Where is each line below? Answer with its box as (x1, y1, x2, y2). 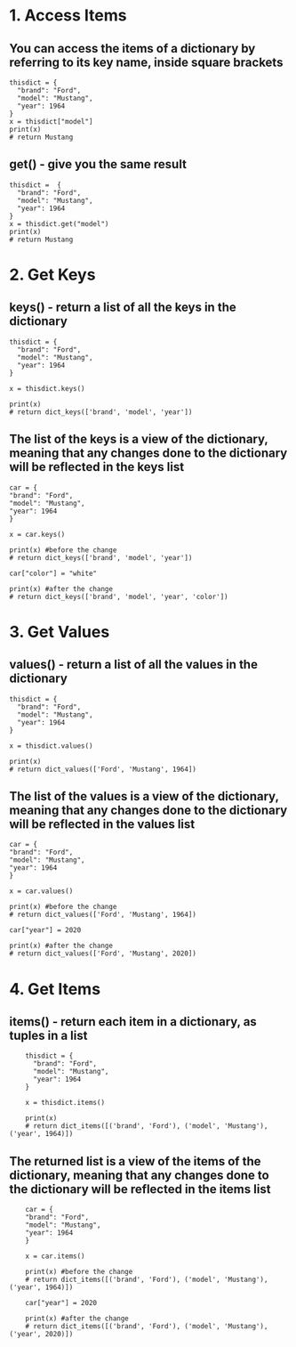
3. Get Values (9, 621, 110, 642)
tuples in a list (9, 1028, 88, 1043)
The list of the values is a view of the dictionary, (9, 789, 279, 804)
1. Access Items (9, 5, 127, 26)
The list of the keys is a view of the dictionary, (9, 432, 268, 447)
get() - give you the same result (9, 157, 187, 172)
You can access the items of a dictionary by (9, 41, 256, 56)
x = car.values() (9, 887, 74, 896)
